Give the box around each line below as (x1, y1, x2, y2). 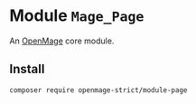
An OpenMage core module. (9, 35, 115, 46)
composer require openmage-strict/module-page (9, 85, 188, 95)
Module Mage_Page (9, 5, 145, 26)
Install (9, 61, 45, 77)
